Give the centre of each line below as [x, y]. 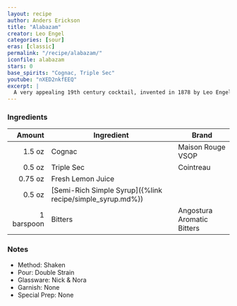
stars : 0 [20, 66]
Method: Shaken [41, 264]
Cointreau [194, 168]
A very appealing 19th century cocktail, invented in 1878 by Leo [113, 92]
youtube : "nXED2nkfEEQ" [42, 79]
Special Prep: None [45, 295]
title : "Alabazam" [34, 27]
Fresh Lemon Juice [83, 179]
